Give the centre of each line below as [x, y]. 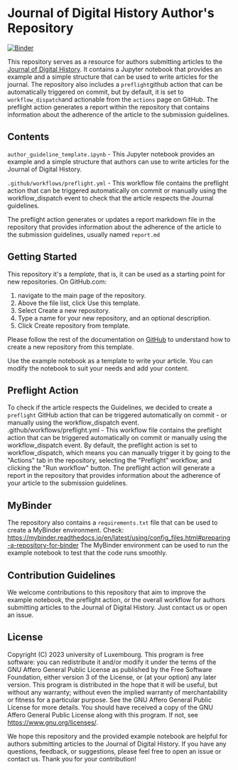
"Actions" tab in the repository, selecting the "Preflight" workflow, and [109, 461]
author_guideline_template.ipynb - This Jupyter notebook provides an [111, 154]
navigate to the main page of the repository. [82, 295]
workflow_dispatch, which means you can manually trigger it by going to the [119, 453]
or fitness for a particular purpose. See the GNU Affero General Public [109, 700]
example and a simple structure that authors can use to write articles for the [118, 161]
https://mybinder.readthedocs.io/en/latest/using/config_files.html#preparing [119, 538]
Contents [28, 137]
